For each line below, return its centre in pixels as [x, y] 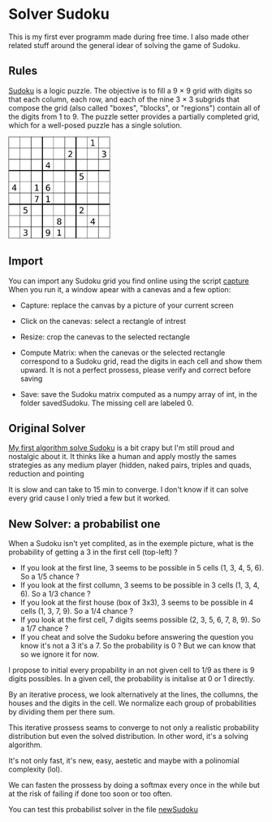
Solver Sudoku [59, 14]
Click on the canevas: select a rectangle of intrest [103, 321]
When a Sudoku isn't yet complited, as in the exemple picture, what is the [131, 544]
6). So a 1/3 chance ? [55, 594]
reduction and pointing [46, 474]
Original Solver [47, 428]
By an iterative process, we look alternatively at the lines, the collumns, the [133, 695]
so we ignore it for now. [59, 654]
